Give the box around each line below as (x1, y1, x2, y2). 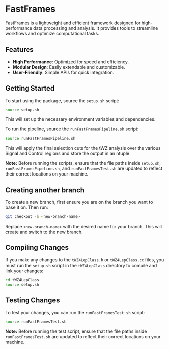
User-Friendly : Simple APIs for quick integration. (12, 69, 115, 75)
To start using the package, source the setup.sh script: (5, 97, 120, 104)
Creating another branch (5, 186, 85, 194)
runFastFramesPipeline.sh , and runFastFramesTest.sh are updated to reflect (5, 165, 163, 172)
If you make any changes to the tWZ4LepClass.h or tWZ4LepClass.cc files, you (5, 256, 164, 263)
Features (5, 45, 34, 54)
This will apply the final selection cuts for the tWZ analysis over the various (5, 145, 161, 151)
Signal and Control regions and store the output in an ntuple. (5, 150, 131, 157)
